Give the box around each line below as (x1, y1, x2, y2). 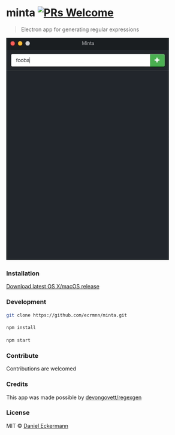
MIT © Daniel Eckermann (6, 422, 69, 429)
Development (6, 298, 47, 306)
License (6, 409, 30, 417)
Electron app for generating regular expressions (20, 26, 140, 33)
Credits (6, 380, 28, 388)
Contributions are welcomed (6, 365, 77, 372)
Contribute (6, 351, 39, 360)
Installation (6, 269, 40, 278)
